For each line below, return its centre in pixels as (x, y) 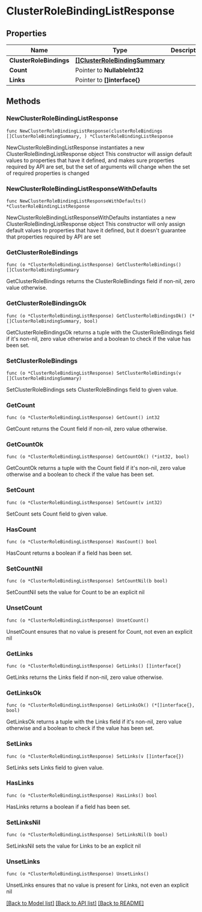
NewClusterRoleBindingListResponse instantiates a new (75, 147)
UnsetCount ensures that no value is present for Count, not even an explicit (99, 631)
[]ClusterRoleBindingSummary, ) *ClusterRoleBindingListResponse (90, 136)
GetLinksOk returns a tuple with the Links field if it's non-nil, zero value (94, 722)
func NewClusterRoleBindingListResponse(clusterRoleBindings (84, 131)
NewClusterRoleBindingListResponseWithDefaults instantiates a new (91, 217)
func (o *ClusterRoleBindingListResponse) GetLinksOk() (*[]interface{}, (101, 705)
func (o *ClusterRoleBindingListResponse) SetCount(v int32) (84, 502)
